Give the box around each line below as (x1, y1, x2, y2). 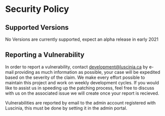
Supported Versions (5, 23, 69, 32)
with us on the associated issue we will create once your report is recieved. (5, 90, 160, 96)
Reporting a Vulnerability (5, 51, 84, 59)
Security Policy (5, 3, 70, 15)
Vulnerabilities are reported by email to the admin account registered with (5, 100, 156, 106)
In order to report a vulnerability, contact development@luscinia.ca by (5, 63, 148, 70)
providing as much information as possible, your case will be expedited (14, 69, 161, 75)
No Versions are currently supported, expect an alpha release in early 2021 (5, 36, 159, 42)
